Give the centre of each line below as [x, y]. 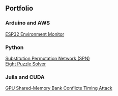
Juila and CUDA [25, 77]
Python [14, 47]
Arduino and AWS [27, 23]
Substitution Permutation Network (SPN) [48, 58]
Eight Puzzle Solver [26, 64]
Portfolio [19, 8]
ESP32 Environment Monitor [35, 34]
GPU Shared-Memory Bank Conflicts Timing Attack [59, 88]
